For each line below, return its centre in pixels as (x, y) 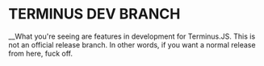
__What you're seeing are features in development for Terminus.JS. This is (132, 36)
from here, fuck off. (40, 53)
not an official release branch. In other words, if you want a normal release (132, 44)
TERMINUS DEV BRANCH (94, 14)
